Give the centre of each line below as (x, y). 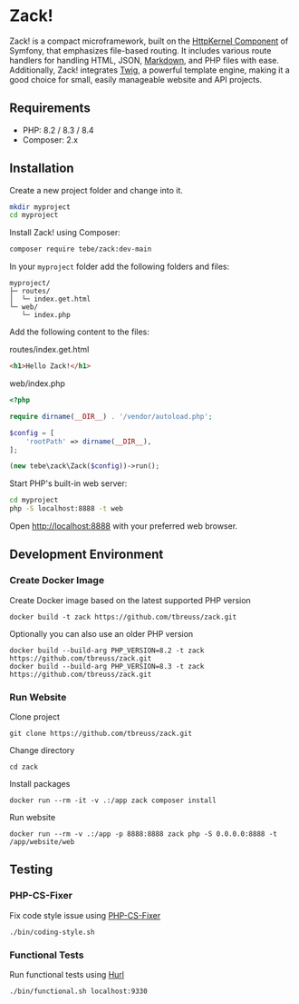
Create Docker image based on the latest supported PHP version (130, 600)
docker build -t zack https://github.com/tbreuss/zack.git (123, 617)
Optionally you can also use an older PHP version (101, 633)
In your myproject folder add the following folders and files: (120, 267)
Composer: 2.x (50, 139)
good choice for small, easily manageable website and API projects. (136, 79)
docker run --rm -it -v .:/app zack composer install (113, 800)
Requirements (50, 109)
